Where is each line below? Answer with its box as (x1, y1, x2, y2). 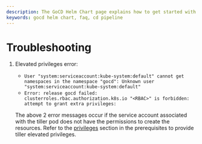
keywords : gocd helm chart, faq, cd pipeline (6, 15, 123, 21)
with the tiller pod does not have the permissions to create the (15, 118, 170, 125)
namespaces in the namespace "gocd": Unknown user (24, 79, 155, 85)
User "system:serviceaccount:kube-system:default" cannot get (24, 73, 184, 79)
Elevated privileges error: (15, 61, 78, 68)
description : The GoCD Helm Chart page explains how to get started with (6, 8, 197, 15)
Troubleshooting (6, 41, 92, 54)
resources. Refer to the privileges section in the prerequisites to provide (15, 125, 194, 132)
